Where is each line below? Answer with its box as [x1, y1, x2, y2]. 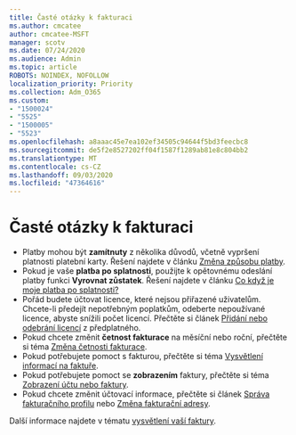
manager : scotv [9, 37, 66, 47]
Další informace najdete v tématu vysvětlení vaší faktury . [9, 415, 216, 426]
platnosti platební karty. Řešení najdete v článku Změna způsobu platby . [21, 256, 286, 267]
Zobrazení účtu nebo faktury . [21, 380, 129, 390]
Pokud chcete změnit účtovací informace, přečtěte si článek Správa [21, 389, 270, 399]
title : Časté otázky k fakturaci [9, 12, 133, 22]
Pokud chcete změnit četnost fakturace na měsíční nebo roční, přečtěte [21, 332, 287, 343]
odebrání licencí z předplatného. [21, 323, 141, 333]
